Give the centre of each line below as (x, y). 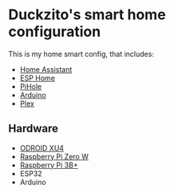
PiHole (31, 86)
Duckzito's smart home (87, 15)
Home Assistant (46, 69)
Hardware (33, 129)
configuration (55, 32)
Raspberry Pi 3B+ (49, 165)
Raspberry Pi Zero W (54, 156)
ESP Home (38, 78)
